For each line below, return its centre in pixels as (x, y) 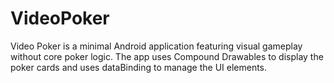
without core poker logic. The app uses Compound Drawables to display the (167, 56)
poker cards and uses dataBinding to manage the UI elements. (139, 67)
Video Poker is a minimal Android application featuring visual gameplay (156, 46)
